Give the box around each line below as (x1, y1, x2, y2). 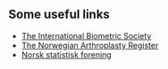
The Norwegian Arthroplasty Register (21, 40, 159, 50)
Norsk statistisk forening (21, 49, 113, 60)
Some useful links (8, 7, 111, 22)
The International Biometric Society (21, 30, 152, 41)
